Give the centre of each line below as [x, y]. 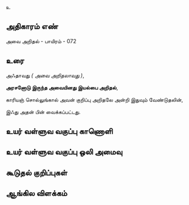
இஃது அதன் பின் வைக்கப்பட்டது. [43, 112]
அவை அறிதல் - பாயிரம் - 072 [41, 41]
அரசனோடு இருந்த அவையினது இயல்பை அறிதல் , [62, 87]
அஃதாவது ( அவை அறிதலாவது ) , [45, 75]
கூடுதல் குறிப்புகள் [36, 172]
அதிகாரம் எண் [32, 26]
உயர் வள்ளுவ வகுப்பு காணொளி [59, 131]
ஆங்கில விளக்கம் [36, 193]
